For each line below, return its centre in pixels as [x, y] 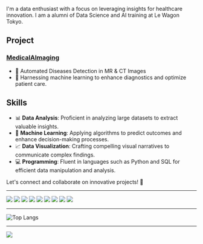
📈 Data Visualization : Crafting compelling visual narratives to [92, 146]
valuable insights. [37, 126]
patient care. [31, 83]
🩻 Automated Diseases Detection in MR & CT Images [80, 71]
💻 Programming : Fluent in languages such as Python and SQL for [97, 161]
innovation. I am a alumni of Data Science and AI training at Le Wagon [93, 15]
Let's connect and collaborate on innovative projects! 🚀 [75, 182]
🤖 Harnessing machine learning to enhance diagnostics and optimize [101, 77]
